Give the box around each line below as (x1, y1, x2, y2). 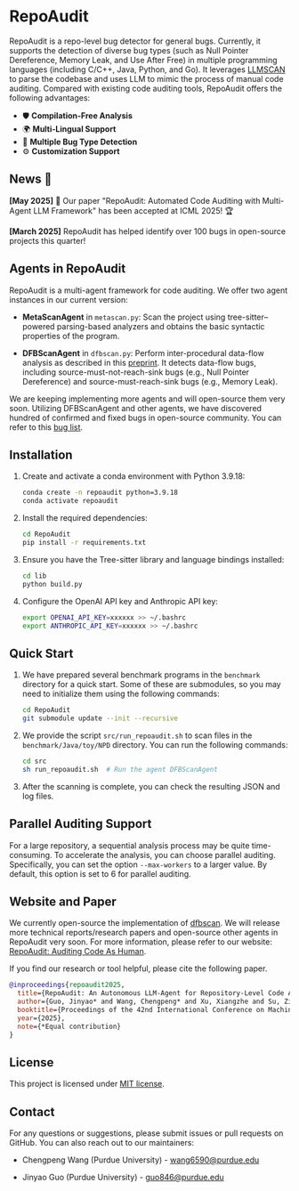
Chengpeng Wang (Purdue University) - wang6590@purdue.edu (21, 1155, 260, 1165)
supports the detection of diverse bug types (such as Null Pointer (9, 45, 249, 55)
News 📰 (9, 172, 53, 187)
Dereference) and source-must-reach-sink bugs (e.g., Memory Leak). (21, 376, 279, 386)
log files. (21, 790, 54, 801)
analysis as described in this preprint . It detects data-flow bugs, (21, 357, 256, 368)
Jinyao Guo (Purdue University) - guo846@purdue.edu (21, 1172, 224, 1183)
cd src (21, 757, 47, 766)
